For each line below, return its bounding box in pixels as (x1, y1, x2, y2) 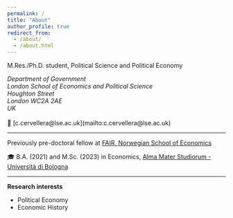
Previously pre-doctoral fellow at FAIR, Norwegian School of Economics (7, 139, 212, 147)
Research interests (7, 183, 63, 190)
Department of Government (7, 75, 87, 83)
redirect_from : (7, 29, 51, 37)
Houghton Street (7, 89, 55, 98)
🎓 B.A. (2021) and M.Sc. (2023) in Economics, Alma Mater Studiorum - (7, 153, 212, 161)
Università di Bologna (7, 163, 69, 170)
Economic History (17, 203, 69, 211)
